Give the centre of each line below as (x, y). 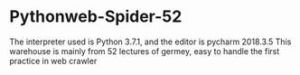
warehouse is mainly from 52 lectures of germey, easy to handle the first (145, 51)
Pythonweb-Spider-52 (96, 17)
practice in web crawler (53, 61)
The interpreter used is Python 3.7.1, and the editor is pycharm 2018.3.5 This (150, 42)
